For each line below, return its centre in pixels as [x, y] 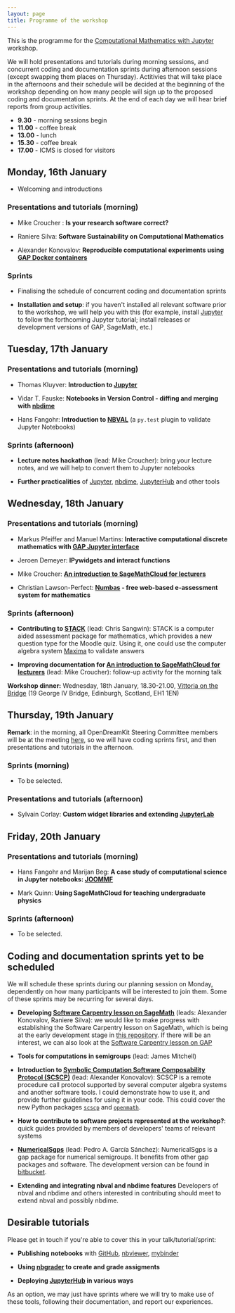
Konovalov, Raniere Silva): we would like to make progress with [108, 1020]
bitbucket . [32, 1172]
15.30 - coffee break [47, 142]
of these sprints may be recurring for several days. [81, 999]
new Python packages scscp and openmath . [79, 1107]
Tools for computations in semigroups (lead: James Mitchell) [107, 1056]
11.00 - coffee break [47, 127]
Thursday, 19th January [60, 715]
